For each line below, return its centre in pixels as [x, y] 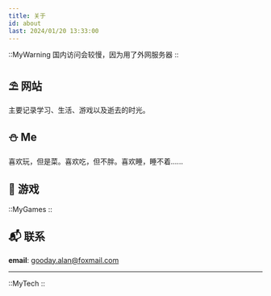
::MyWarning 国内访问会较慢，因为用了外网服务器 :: [94, 55]
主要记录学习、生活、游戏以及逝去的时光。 [79, 110]
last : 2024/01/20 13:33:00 [54, 31]
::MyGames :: [30, 209]
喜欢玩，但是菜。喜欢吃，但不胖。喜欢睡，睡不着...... [96, 161]
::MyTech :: [27, 283]
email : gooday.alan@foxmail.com [64, 260]
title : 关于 [27, 16]
